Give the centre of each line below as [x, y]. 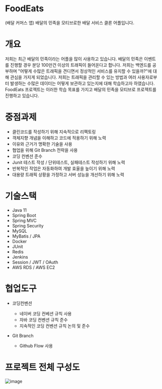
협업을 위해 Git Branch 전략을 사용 [45, 150]
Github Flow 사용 [36, 345]
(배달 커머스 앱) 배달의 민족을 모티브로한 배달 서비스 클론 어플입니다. [70, 23]
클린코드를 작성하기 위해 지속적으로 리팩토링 [54, 132]
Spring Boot [24, 215]
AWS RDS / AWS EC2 [33, 267]
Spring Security [28, 225]
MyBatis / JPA [26, 236]
